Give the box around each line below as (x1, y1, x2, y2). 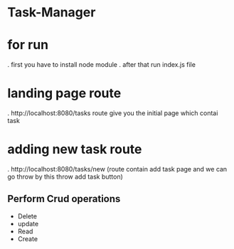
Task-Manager (7, 4, 96, 21)
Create (17, 234, 38, 243)
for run (7, 37, 49, 53)
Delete (17, 211, 38, 221)
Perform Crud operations (7, 193, 121, 205)
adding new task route (7, 142, 142, 157)
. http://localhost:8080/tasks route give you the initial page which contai (7, 109, 218, 117)
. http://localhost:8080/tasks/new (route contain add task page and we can (7, 165, 228, 173)
